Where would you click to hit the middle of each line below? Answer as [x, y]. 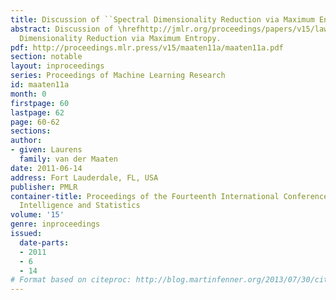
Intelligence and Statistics [80, 206]
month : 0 [28, 94]
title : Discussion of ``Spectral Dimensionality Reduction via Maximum [162, 19]
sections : [31, 131]
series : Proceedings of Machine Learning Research [118, 76]
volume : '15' [37, 215]
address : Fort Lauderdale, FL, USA [84, 177]
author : [26, 141]
